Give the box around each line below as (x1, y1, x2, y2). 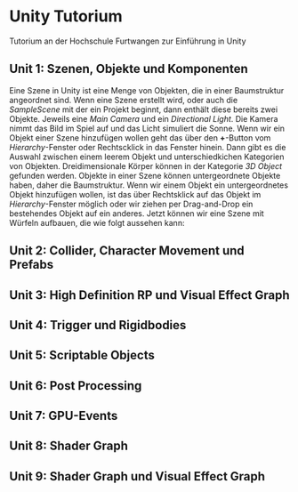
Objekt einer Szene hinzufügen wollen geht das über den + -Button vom (9, 132, 271, 143)
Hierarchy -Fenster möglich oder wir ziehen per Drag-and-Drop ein (9, 198, 254, 209)
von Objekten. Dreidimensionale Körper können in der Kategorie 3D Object (9, 160, 283, 171)
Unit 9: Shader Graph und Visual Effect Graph (9, 469, 265, 484)
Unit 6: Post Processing (9, 378, 142, 393)
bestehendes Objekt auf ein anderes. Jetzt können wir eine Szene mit (9, 207, 264, 219)
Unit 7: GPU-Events (9, 408, 118, 423)
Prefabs (9, 257, 54, 272)
